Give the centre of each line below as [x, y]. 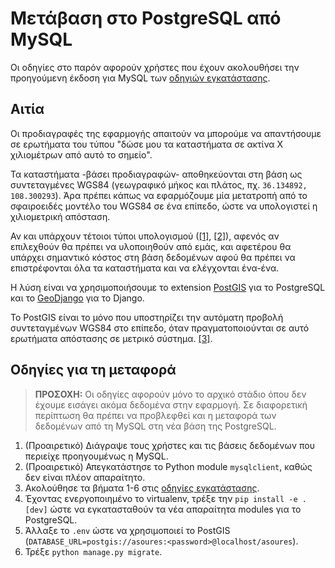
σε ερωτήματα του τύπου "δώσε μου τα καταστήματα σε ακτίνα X [147, 144]
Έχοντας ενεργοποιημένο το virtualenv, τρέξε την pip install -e [161, 498]
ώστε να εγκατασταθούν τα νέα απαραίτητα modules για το [175, 509]
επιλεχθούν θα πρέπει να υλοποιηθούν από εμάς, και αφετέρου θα [151, 246]
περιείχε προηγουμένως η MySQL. [96, 456]
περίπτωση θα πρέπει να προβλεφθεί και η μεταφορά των [155, 415]
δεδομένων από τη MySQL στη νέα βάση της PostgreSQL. [155, 426]
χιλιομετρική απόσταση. [60, 216]
